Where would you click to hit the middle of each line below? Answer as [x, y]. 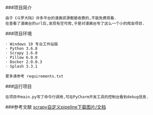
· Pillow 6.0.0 [21, 57]
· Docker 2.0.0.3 [24, 62]
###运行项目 [19, 86]
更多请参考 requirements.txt [35, 76]
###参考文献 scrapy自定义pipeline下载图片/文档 [56, 107]
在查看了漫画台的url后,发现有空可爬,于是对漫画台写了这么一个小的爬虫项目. [75, 23]
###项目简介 [19, 7]
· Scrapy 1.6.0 [21, 53]
